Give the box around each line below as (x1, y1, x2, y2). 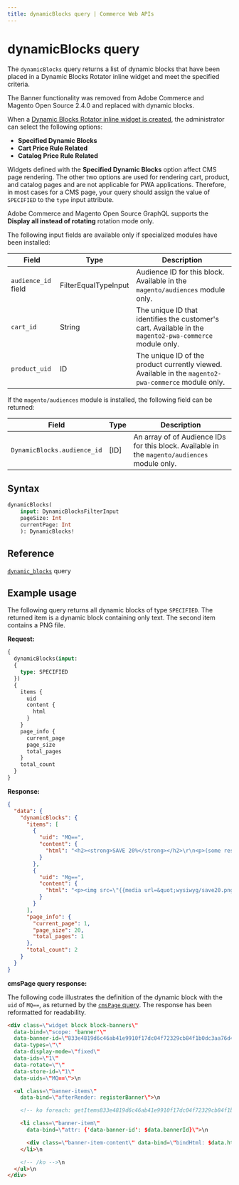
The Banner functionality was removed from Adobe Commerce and (7, 93, 204, 102)
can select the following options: (7, 122, 103, 131)
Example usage (7, 587, 77, 599)
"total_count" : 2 (26, 947, 78, 954)
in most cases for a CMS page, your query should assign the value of (7, 188, 211, 196)
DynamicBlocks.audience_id (11, 446, 102, 454)
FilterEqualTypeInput (60, 280, 129, 290)
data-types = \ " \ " (14, 1041, 62, 1049)
